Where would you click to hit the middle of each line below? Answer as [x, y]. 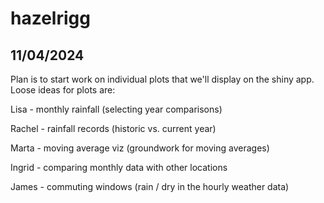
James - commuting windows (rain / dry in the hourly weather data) [150, 186]
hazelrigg [50, 18]
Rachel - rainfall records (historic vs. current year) [113, 128]
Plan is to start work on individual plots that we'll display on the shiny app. [162, 79]
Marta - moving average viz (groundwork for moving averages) [140, 148]
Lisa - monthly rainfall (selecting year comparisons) [116, 109]
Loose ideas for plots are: [63, 90]
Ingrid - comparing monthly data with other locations [119, 167]
